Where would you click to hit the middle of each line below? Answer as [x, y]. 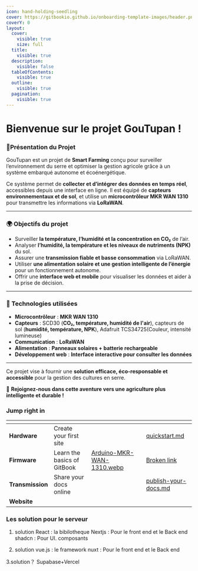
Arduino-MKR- [113, 453]
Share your [69, 477]
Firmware [23, 460]
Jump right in [26, 410]
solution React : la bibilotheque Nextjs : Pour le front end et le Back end [101, 532]
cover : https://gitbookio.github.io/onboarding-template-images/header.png [101, 17]
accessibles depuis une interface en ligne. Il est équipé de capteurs [89, 190]
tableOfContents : [33, 72]
